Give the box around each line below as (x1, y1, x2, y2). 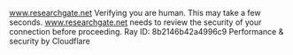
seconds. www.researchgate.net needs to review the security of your (9, 17, 262, 27)
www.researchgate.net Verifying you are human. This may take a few (9, 8, 261, 18)
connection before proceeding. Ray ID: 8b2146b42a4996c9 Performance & (9, 27, 284, 36)
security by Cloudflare (9, 35, 90, 46)
